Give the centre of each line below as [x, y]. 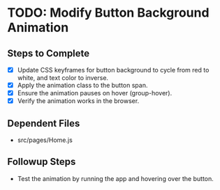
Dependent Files [44, 123]
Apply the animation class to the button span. [82, 86]
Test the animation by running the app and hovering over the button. [116, 178]
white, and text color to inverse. [63, 78]
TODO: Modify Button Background [108, 13]
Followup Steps [42, 162]
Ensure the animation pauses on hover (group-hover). [95, 93]
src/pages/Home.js [45, 140]
